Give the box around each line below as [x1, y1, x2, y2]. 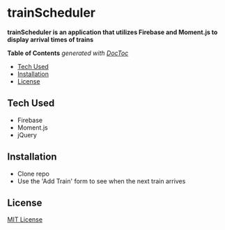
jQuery [17, 130, 37, 139]
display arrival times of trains [7, 35, 94, 43]
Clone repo [17, 169, 50, 178]
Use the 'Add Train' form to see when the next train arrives [17, 176, 186, 185]
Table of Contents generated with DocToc [7, 49, 129, 57]
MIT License [7, 215, 43, 224]
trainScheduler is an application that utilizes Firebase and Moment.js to [7, 28, 218, 36]
